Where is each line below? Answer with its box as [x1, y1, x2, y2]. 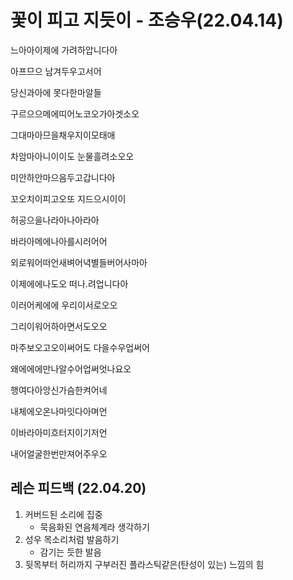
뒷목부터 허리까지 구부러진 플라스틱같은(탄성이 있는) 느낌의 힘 [24, 558, 265, 570]
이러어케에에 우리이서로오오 [10, 299, 118, 311]
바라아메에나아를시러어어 [10, 235, 108, 247]
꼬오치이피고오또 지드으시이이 [10, 192, 127, 205]
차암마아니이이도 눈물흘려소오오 [10, 150, 135, 162]
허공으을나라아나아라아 [10, 214, 100, 226]
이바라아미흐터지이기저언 [10, 426, 108, 438]
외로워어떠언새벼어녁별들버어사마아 [10, 256, 148, 268]
